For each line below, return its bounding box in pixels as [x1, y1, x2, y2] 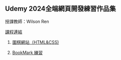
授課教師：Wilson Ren [5, 19, 49, 24]
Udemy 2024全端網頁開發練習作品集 [5, 4, 116, 13]
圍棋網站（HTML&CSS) [12, 39, 60, 45]
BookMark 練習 [12, 49, 43, 55]
